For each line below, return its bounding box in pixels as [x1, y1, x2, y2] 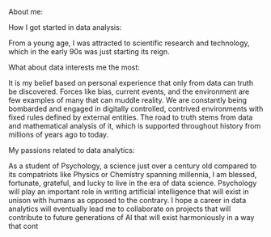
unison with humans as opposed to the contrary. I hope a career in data [8, 196, 247, 205]
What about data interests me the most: [8, 62, 140, 72]
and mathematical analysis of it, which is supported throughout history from [8, 121, 261, 130]
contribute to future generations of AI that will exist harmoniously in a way [8, 213, 255, 222]
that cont [8, 222, 39, 231]
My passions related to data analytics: [8, 146, 135, 154]
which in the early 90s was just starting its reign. [8, 47, 170, 56]
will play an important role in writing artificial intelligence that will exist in [8, 187, 249, 197]
